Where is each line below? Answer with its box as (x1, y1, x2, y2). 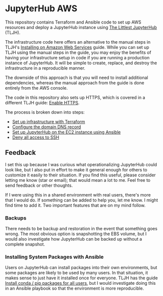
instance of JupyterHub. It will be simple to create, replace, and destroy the (5, 60, 158, 66)
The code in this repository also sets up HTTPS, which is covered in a (5, 94, 145, 100)
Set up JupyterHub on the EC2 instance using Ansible (12, 129, 121, 135)
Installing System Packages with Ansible (5, 253, 104, 260)
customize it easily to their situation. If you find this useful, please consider (5, 172, 156, 178)
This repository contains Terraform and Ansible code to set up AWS (5, 19, 141, 25)
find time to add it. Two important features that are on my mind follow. (5, 202, 146, 208)
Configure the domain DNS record (12, 123, 81, 130)
